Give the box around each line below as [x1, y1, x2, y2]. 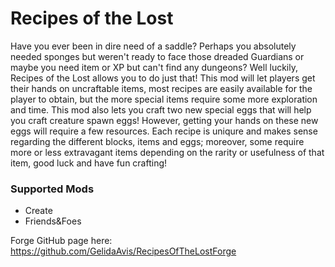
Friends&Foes [24, 215, 82, 227]
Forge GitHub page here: [10, 235, 113, 247]
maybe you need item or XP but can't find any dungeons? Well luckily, [10, 61, 298, 73]
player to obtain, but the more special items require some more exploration [10, 93, 318, 105]
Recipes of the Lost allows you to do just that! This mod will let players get [10, 72, 316, 84]
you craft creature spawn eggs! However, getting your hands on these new [10, 114, 319, 126]
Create [24, 205, 53, 217]
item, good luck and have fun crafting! [10, 157, 168, 169]
